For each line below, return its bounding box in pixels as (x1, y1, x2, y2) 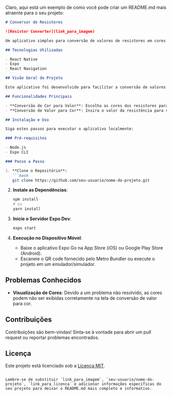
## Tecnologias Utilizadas (5, 47, 63, 53)
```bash (12, 173, 29, 178)
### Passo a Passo (5, 159, 45, 164)
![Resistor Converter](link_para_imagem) (5, 29, 95, 34)
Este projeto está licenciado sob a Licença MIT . (5, 363, 105, 369)
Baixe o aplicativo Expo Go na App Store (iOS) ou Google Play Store (20, 244, 163, 251)
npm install (12, 197, 38, 202)
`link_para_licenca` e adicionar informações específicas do (28, 382, 161, 387)
